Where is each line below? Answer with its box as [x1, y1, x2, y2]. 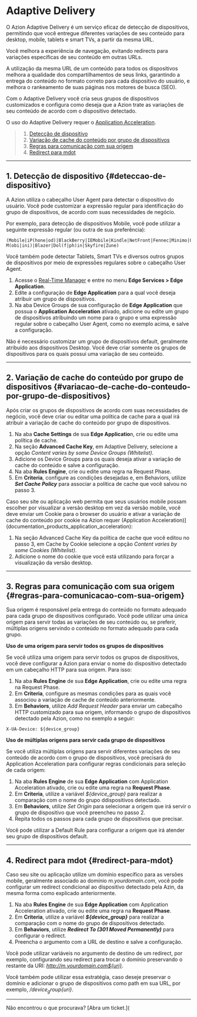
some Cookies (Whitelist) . [14, 546, 77, 553]
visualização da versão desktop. [14, 559, 93, 566]
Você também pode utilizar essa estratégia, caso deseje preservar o [6, 974, 171, 981]
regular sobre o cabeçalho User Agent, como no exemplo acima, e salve [14, 320, 189, 327]
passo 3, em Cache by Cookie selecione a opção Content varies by [14, 540, 178, 547]
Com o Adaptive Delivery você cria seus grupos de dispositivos [6, 95, 159, 102]
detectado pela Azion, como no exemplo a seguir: [14, 715, 135, 722]
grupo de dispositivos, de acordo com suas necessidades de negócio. [6, 208, 176, 215]
